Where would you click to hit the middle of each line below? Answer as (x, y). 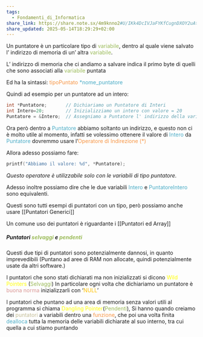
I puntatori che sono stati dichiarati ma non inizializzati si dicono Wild (92, 277)
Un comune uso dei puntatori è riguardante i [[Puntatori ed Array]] (89, 223)
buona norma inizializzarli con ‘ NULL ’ (53, 290)
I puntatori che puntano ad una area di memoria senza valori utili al (89, 302)
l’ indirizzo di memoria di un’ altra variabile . (60, 53)
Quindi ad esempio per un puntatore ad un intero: (67, 94)
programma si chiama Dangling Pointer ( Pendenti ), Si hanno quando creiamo (101, 308)
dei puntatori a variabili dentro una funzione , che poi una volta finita (90, 315)
